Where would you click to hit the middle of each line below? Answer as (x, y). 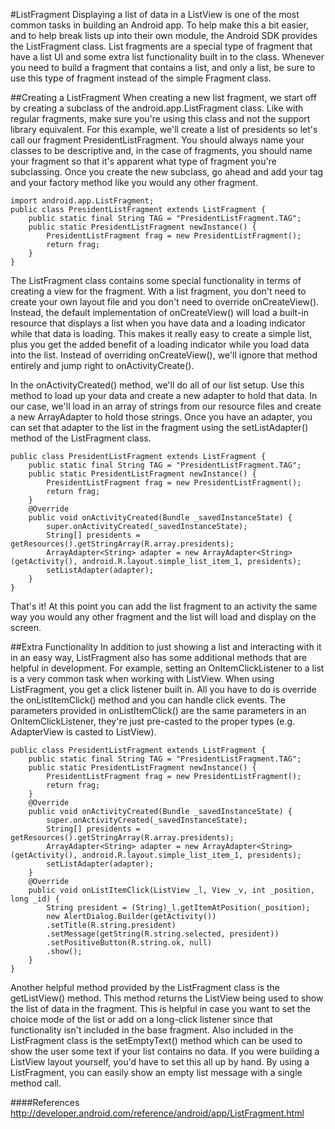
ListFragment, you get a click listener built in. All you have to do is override (163, 689)
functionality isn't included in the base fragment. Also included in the (152, 1030)
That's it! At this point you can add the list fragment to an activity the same (164, 606)
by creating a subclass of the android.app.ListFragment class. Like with (157, 108)
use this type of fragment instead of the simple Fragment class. (141, 78)
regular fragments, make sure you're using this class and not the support (160, 118)
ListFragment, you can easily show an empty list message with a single (156, 1072)
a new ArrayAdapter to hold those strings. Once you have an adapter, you (161, 417)
